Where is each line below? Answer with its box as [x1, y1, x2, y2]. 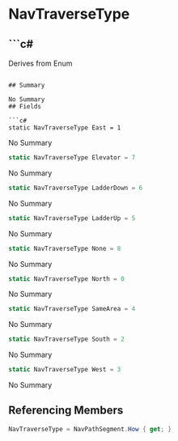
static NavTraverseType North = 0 [8, 274, 125, 283]
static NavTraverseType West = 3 [8, 366, 121, 374]
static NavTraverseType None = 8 [8, 244, 121, 252]
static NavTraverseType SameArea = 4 [8, 305, 136, 313]
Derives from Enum [8, 58, 73, 68]
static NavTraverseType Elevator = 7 [8, 154, 136, 162]
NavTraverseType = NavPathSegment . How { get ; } [8, 425, 172, 433]
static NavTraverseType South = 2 [8, 335, 125, 344]
